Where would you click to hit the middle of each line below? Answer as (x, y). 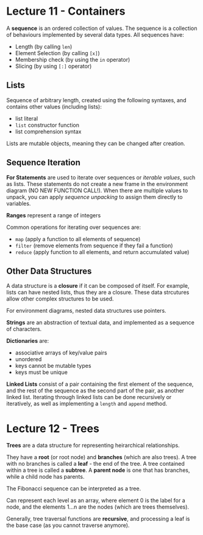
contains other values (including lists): (54, 107)
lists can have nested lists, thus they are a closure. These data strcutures (98, 293)
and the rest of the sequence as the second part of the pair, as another (95, 391)
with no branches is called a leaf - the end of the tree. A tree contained (95, 464)
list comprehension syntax (48, 131)
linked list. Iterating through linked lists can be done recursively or (89, 397)
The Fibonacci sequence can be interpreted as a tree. (74, 488)
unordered (28, 359)
